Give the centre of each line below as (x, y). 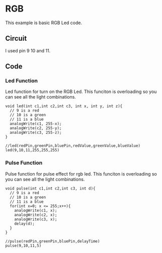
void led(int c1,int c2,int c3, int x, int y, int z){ (64, 106)
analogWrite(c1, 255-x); (36, 124)
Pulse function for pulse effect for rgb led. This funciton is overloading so (81, 174)
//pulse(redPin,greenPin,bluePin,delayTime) (53, 241)
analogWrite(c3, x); (36, 219)
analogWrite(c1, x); (36, 210)
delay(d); (25, 224)
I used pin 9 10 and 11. (28, 50)
